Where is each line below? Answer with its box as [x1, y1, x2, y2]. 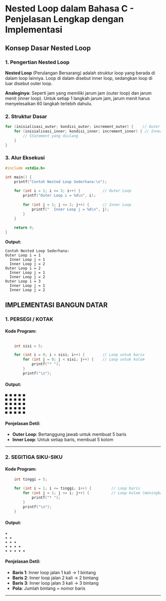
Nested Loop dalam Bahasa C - [5, 3, 134, 14]
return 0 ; [14, 225, 35, 231]
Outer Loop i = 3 [5, 279, 41, 284]
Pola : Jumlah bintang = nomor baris [12, 585, 85, 591]
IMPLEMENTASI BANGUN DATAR [5, 301, 108, 309]
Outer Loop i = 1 [5, 253, 41, 258]
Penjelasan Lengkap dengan [5, 13, 124, 25]
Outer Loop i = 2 [5, 266, 41, 271]
